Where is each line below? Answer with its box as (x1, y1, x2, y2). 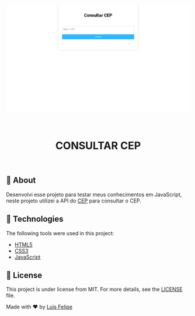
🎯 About (6, 176, 36, 186)
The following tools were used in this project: (6, 229, 114, 236)
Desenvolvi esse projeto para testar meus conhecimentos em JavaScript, (6, 191, 182, 198)
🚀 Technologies (6, 214, 64, 224)
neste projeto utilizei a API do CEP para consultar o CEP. (6, 197, 142, 204)
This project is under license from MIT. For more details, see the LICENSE (6, 286, 183, 293)
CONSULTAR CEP (55, 139, 141, 153)
